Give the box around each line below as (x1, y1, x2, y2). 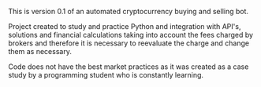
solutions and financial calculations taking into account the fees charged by (8, 31, 254, 39)
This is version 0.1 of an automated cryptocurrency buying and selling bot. (8, 7, 249, 16)
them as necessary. (8, 47, 73, 56)
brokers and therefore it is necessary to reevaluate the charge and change (8, 38, 250, 48)
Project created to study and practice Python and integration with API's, (8, 22, 241, 31)
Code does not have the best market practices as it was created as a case (8, 62, 249, 71)
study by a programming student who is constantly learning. (8, 71, 203, 79)
